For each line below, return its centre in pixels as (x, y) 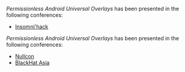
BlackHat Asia (32, 63)
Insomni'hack (32, 27)
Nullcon (25, 56)
